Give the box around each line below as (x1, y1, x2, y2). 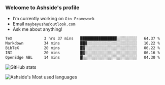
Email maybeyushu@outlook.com (12, 21, 76, 27)
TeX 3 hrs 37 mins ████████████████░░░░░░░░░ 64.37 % (5, 36, 160, 41)
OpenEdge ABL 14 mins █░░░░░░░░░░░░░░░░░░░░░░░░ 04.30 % (5, 55, 160, 60)
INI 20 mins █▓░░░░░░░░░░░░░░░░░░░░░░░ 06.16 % (5, 50, 160, 55)
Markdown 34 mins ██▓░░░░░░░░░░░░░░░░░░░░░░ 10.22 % (5, 41, 160, 46)
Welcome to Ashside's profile (5, 4, 80, 11)
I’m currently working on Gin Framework (12, 16, 95, 22)
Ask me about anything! (12, 26, 62, 32)
